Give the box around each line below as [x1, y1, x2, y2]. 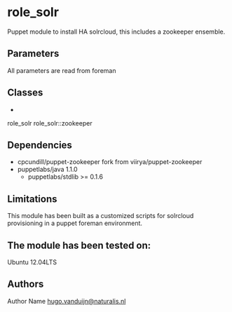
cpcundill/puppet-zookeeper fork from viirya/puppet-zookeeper [17, 158, 203, 166]
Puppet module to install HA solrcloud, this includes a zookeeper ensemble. [7, 27, 226, 36]
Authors [7, 278, 44, 290]
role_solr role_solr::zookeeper [7, 118, 93, 127]
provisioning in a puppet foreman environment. [7, 219, 142, 228]
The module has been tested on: [7, 239, 151, 251]
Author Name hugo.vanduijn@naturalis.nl [7, 297, 126, 305]
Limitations [7, 193, 57, 205]
